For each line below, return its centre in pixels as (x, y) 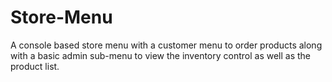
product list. (35, 66)
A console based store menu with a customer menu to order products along (166, 45)
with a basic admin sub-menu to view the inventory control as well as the (161, 55)
